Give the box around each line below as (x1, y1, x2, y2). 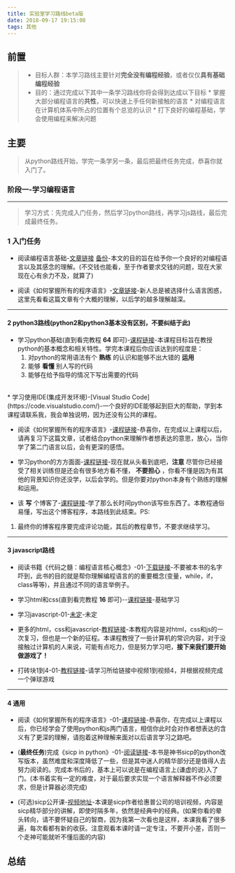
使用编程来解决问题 (41, 115, 97, 123)
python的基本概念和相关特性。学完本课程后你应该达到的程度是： (17, 344, 204, 353)
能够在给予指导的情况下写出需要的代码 (27, 370, 138, 378)
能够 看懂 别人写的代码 (27, 362, 93, 370)
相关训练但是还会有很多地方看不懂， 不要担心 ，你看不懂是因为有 (29, 466, 218, 474)
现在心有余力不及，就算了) (17, 271, 94, 280)
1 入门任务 (7, 236, 41, 246)
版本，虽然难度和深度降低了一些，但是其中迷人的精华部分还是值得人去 (23, 757, 226, 765)
